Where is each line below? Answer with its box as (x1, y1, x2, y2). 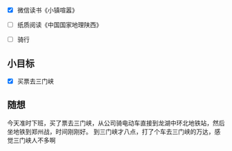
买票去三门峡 (17, 77, 54, 85)
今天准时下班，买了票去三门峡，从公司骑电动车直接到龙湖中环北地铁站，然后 (7, 119, 225, 127)
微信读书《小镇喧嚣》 (17, 6, 78, 14)
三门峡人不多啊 (12, 136, 56, 144)
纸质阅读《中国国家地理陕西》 (17, 21, 102, 29)
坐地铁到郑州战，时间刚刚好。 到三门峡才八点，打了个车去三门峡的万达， (7, 127, 215, 136)
